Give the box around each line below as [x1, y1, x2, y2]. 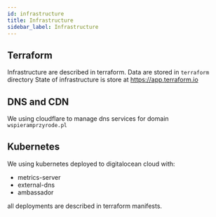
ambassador [17, 188, 54, 197]
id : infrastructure [7, 10, 65, 18]
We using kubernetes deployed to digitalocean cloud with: [7, 159, 175, 168]
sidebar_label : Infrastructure [7, 23, 99, 30]
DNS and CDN [7, 96, 69, 107]
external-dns [17, 180, 55, 189]
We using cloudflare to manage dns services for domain [7, 114, 170, 123]
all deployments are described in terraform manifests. [7, 202, 163, 210]
